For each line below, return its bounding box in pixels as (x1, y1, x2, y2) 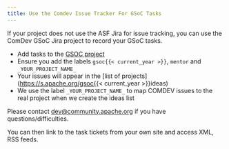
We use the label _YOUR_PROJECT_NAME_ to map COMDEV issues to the (17, 86, 212, 95)
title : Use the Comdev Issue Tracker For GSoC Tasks (7, 10, 162, 17)
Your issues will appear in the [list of (17, 72, 121, 80)
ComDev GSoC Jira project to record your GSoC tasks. (7, 36, 163, 45)
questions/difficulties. (7, 115, 69, 123)
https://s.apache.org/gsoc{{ (19, 79, 99, 87)
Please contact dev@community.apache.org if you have (7, 107, 166, 115)
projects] (121, 72, 148, 80)
